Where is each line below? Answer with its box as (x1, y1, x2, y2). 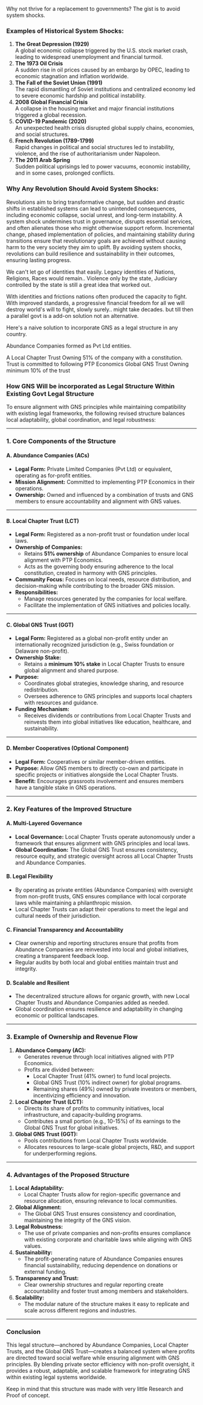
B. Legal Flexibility (6, 873, 53, 880)
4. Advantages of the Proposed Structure (6, 1170, 130, 1179)
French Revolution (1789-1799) (14, 137, 94, 144)
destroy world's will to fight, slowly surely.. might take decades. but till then (6, 306, 193, 313)
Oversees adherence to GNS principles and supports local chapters (24, 693, 193, 700)
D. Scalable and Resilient (6, 979, 69, 986)
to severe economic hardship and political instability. (14, 92, 146, 99)
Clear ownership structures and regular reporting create (24, 1281, 164, 1288)
